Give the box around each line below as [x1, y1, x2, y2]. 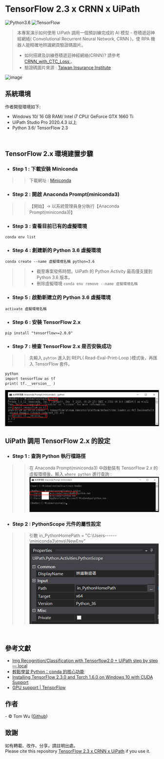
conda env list [5, 235, 36, 240]
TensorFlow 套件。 [35, 361, 73, 367]
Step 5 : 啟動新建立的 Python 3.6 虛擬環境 [12, 294, 111, 301]
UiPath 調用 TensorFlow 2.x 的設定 [5, 437, 111, 445]
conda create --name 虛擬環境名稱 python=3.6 [5, 259, 95, 264]
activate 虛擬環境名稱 [5, 306, 47, 311]
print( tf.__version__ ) [5, 381, 56, 386]
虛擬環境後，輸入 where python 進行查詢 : [29, 471, 112, 477]
